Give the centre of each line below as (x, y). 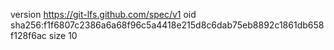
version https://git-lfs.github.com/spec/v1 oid (103, 14)
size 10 (63, 35)
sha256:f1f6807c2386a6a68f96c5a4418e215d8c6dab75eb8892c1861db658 (167, 25)
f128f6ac (28, 35)
